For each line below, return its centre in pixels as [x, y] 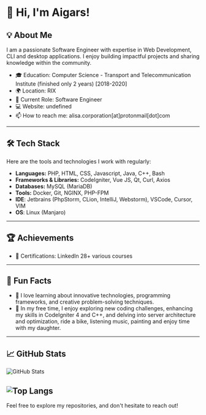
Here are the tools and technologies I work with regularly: [79, 161]
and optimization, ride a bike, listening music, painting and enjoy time [102, 321]
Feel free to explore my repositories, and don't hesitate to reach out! [92, 406]
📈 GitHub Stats [36, 353]
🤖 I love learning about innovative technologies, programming [93, 296]
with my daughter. [38, 328]
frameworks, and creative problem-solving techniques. [85, 302]
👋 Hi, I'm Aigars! [48, 13]
